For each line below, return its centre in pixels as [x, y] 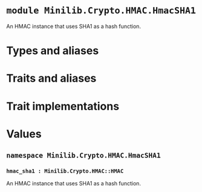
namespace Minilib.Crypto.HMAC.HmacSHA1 [84, 155]
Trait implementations [63, 106]
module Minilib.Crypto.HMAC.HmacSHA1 [101, 11]
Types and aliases [53, 51]
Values [24, 134]
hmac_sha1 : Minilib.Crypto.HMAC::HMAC [65, 171]
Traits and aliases [51, 78]
